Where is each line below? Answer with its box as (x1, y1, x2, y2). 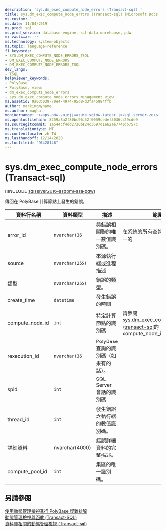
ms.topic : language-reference (5, 44, 68, 49)
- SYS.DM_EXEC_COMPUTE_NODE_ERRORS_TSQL (5, 53, 90, 58)
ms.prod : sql (5, 26, 32, 31)
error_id (7, 231, 26, 238)
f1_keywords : (5, 48, 32, 53)
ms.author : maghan (5, 108, 43, 114)
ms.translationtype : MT (5, 126, 54, 131)
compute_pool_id (7, 468, 48, 475)
